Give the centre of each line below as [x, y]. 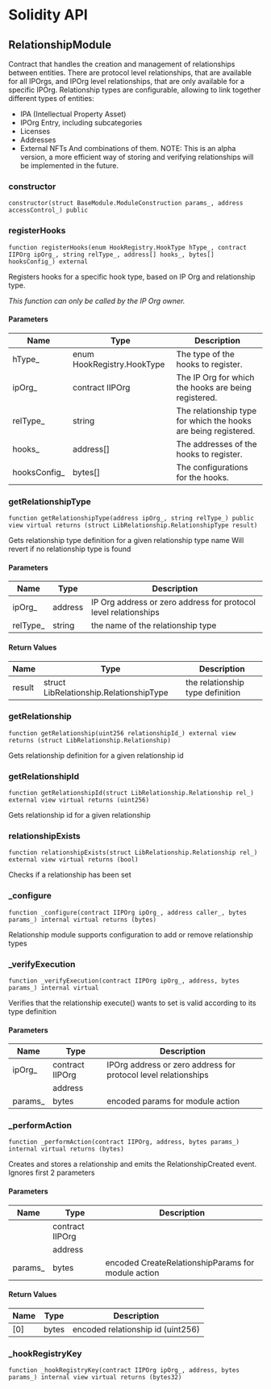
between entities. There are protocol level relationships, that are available [130, 73]
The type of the [206, 354]
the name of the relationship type [154, 625]
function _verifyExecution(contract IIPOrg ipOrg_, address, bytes [124, 981]
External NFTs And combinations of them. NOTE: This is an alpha [128, 148]
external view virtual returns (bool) [73, 860]
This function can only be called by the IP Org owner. [97, 301]
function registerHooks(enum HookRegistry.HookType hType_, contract [128, 247]
